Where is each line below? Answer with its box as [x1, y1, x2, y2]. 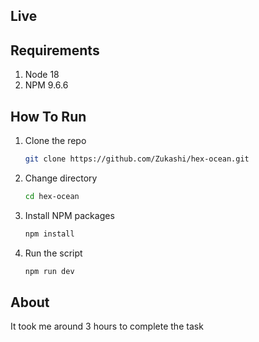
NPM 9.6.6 [24, 79, 69, 91]
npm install [24, 229, 75, 239]
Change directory [24, 172, 98, 184]
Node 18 [24, 69, 60, 81]
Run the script [24, 247, 83, 259]
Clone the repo [24, 135, 87, 147]
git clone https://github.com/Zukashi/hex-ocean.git [24, 154, 250, 164]
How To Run [10, 108, 87, 125]
